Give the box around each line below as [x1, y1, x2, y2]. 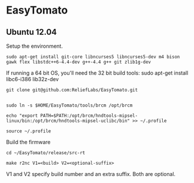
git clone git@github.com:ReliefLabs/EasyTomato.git [6, 87, 138, 93]
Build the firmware [6, 139, 51, 145]
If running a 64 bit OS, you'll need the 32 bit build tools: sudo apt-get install [6, 69, 189, 76]
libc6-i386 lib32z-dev [6, 76, 59, 82]
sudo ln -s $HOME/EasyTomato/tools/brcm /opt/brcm [6, 102, 133, 108]
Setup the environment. [6, 42, 63, 49]
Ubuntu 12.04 [6, 27, 57, 37]
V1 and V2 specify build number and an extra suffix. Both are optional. [6, 171, 176, 177]
